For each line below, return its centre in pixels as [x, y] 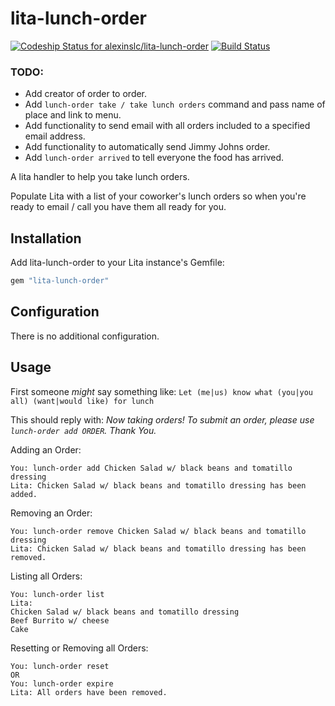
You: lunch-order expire [62, 683]
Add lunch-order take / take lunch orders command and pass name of [175, 104]
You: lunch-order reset [60, 666]
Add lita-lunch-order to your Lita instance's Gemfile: [117, 263]
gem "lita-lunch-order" [60, 281]
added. [24, 494]
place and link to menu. [73, 115]
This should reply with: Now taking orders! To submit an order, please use [162, 419]
